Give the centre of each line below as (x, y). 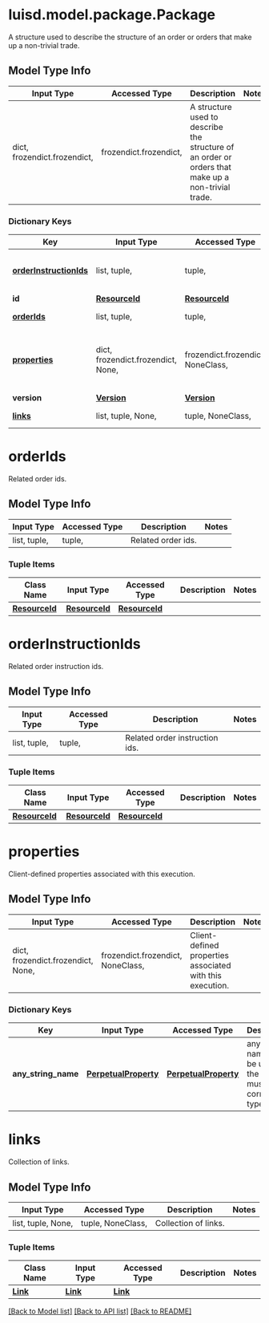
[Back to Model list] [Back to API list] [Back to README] (100, 1311)
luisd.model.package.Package (112, 15)
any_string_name (46, 1074)
